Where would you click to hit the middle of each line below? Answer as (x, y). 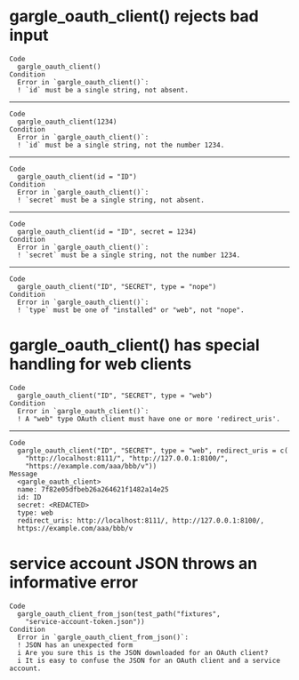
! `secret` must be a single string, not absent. (111, 200)
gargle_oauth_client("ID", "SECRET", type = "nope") (117, 286)
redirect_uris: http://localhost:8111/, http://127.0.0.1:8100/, (141, 520)
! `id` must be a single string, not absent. (103, 90)
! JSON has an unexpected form (75, 645)
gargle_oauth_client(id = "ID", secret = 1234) (107, 232)
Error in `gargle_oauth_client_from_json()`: (103, 637)
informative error (74, 583)
